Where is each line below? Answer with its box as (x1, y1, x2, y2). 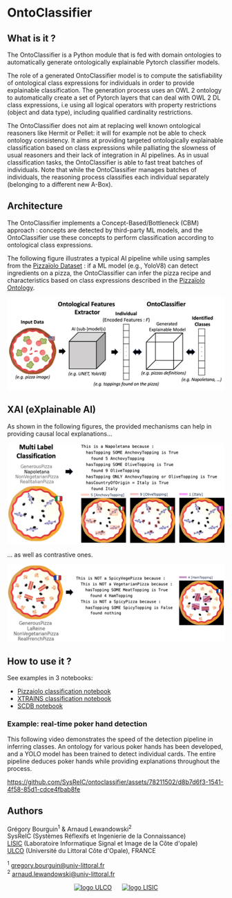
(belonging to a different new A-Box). (7, 180, 113, 188)
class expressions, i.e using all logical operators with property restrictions (7, 101, 217, 109)
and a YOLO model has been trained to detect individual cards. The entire (7, 749, 216, 758)
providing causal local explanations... (7, 429, 113, 438)
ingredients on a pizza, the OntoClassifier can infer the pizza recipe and (7, 268, 211, 277)
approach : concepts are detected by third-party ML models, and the (7, 226, 203, 234)
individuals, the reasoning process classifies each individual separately (7, 173, 209, 181)
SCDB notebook (17, 702, 64, 710)
